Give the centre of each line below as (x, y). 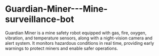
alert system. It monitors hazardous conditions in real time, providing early (80, 43)
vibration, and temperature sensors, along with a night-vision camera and (79, 38)
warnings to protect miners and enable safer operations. (61, 48)
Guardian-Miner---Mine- (56, 9)
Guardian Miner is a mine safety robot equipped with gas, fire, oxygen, (76, 33)
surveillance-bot (40, 19)
